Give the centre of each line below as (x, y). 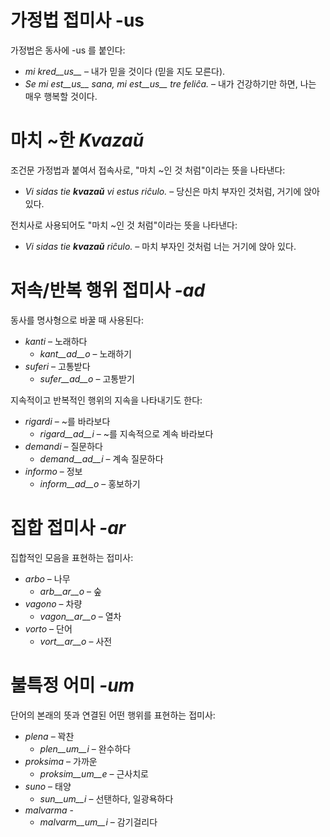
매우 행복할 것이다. (61, 96)
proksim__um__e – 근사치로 (94, 773)
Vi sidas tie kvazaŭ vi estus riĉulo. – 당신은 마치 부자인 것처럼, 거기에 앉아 (172, 191)
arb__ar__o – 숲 (70, 591)
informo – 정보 (53, 471)
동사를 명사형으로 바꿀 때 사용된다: (77, 320)
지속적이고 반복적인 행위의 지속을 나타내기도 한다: (106, 400)
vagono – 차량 (53, 603)
